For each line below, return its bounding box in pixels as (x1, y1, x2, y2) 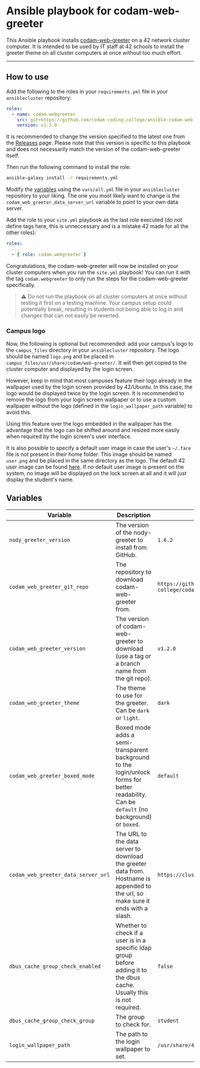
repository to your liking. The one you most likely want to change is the (6, 192, 180, 199)
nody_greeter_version (9, 536, 70, 543)
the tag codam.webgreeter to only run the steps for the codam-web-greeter (6, 275, 189, 282)
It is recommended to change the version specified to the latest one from (6, 133, 186, 140)
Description (117, 511, 151, 519)
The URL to (115, 829, 147, 838)
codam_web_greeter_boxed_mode (9, 772, 95, 779)
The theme (115, 683, 146, 692)
